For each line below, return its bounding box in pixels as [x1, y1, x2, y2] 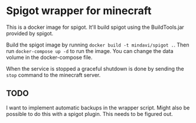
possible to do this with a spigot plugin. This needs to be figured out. [6, 110, 173, 117]
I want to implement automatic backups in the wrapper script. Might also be [6, 104, 190, 111]
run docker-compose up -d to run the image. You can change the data [6, 47, 174, 54]
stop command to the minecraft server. [6, 71, 101, 78]
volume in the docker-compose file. [6, 54, 93, 61]
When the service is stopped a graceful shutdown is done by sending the [6, 65, 184, 72]
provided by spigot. [6, 29, 54, 36]
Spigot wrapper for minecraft [6, 4, 152, 18]
